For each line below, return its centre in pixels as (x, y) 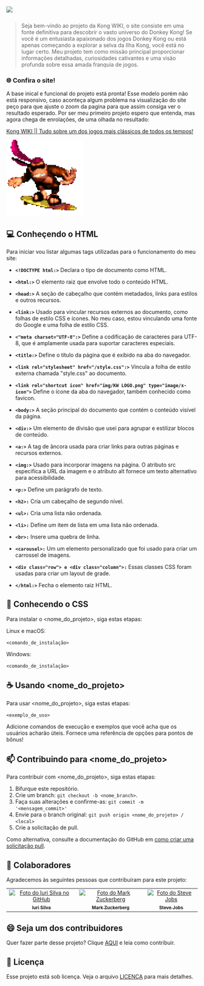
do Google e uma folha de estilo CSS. (62, 325)
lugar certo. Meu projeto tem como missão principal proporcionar (103, 51)
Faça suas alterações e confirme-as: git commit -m (79, 802)
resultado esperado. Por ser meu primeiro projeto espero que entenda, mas (101, 113)
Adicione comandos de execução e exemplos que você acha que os (92, 726)
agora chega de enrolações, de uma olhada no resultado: (78, 120)
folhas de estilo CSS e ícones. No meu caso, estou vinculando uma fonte (106, 318)
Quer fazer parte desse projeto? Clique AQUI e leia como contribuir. (91, 943)
